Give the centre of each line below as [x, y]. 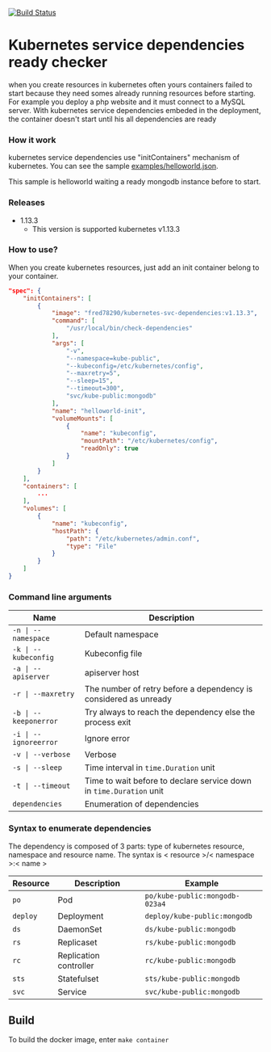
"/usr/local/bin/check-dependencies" [129, 328]
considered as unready [128, 699]
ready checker [58, 63]
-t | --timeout [42, 786]
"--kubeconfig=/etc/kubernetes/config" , [135, 366]
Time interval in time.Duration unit [150, 768]
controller [76, 966]
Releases [27, 203]
